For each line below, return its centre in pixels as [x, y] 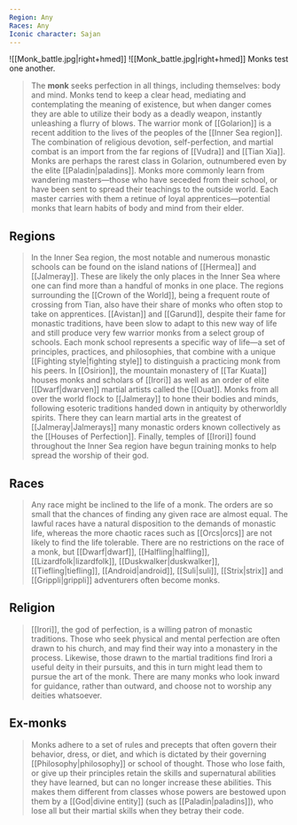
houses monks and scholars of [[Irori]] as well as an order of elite [150, 380]
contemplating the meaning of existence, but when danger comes [151, 105]
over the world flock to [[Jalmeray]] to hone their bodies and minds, [155, 399]
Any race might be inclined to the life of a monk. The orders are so [152, 505]
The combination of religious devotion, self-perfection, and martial [152, 142]
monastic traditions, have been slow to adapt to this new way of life [154, 324]
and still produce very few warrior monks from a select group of [148, 333]
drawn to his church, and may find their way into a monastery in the [154, 648]
